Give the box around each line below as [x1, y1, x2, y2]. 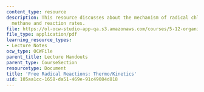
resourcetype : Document [6, 65, 67, 71]
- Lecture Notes [6, 43, 47, 49]
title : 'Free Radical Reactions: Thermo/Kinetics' [6, 71, 137, 77]
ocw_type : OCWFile [6, 48, 53, 54]
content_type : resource [6, 8, 67, 15]
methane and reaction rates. [12, 20, 86, 26]
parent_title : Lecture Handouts [6, 54, 88, 60]
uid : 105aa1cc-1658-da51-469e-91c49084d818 [6, 76, 118, 82]
